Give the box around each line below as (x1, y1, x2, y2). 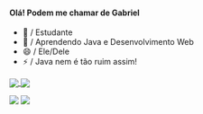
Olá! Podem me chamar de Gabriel (9, 7, 140, 18)
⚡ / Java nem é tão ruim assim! (22, 57, 138, 67)
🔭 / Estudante (22, 27, 73, 38)
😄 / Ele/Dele (22, 46, 70, 57)
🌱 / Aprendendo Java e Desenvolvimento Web (22, 37, 194, 48)
